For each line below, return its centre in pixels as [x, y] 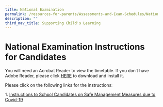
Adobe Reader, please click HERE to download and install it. [65, 76]
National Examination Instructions [75, 47]
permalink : [16, 14]
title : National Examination [34, 9]
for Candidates [36, 57]
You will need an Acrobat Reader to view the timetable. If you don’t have [77, 71]
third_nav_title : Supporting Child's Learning [53, 23]
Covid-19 [14, 100]
